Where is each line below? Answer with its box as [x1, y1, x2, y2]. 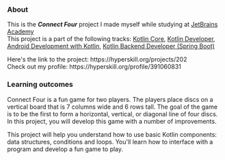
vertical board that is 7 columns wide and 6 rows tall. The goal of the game [7, 103, 217, 111]
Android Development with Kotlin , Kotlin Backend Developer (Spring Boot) [7, 42, 215, 51]
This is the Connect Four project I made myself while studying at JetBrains [7, 21, 218, 29]
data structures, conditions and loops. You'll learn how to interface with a [7, 137, 213, 146]
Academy [7, 27, 34, 36]
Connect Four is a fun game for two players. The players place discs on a [7, 95, 213, 103]
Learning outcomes [7, 80, 73, 90]
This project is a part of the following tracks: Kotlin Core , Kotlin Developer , [7, 35, 215, 43]
